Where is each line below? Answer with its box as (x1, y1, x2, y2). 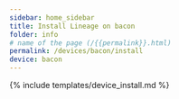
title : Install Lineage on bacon (9, 22, 136, 31)
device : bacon (9, 55, 63, 64)
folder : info (9, 30, 59, 39)
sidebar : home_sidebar (9, 13, 95, 22)
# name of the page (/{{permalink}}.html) (9, 38, 172, 48)
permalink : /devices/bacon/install (9, 47, 144, 56)
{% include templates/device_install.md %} (9, 80, 170, 90)
